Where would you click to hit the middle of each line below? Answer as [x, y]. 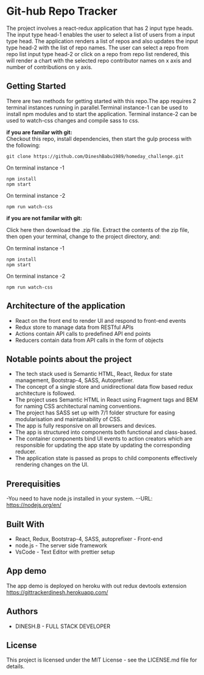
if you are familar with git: [39, 132]
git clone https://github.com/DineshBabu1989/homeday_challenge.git [95, 156]
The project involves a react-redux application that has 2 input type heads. [100, 28]
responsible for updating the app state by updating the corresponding [103, 445]
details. [16, 666]
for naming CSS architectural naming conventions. [78, 406]
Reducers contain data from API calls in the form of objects [89, 340]
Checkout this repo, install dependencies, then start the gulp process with [99, 139]
